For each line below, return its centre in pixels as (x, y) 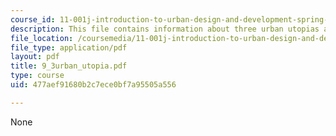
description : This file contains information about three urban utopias (165, 29)
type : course (37, 76)
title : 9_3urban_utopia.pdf (69, 66)
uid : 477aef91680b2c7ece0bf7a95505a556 (93, 85)
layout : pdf (35, 57)
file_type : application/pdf (69, 47)
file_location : (42, 38)
